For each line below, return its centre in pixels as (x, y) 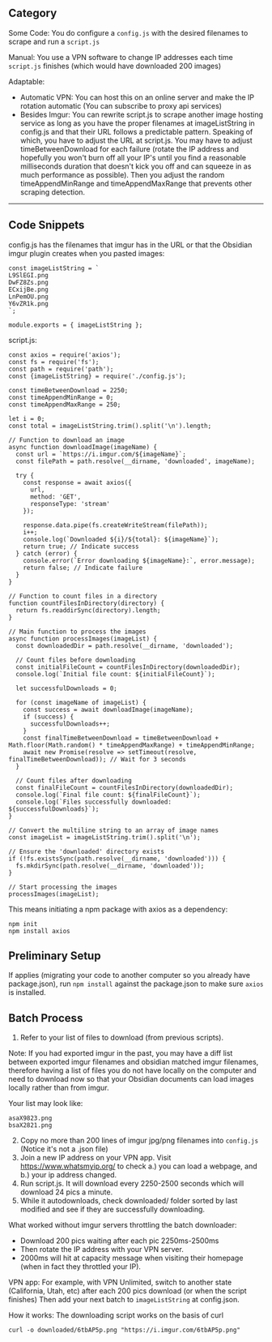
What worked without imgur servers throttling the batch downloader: (123, 1225)
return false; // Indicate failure (83, 568)
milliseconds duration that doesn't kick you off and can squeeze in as (136, 166)
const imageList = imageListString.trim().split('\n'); (104, 837)
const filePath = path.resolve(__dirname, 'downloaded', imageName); (135, 461)
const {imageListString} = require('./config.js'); (97, 376)
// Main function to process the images (78, 632)
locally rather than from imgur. (59, 1088)
